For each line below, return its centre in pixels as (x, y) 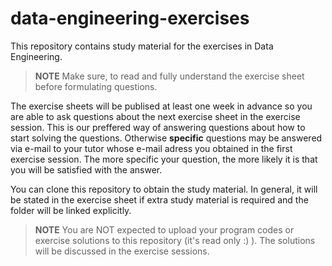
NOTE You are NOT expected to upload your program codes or (164, 229)
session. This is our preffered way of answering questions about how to (158, 127)
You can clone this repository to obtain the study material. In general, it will (164, 189)
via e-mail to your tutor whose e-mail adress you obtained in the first (151, 148)
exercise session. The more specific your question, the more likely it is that (164, 159)
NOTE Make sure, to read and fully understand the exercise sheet (169, 76)
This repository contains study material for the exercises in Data (142, 46)
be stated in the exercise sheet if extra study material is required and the (159, 199)
